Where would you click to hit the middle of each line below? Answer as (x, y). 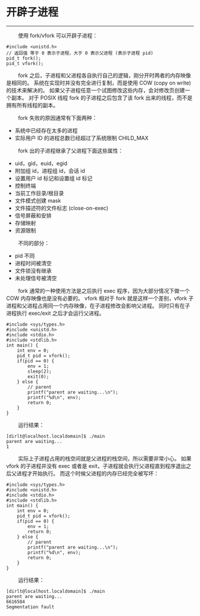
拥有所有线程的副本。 (32, 105)
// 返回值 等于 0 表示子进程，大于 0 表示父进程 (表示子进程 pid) (80, 53)
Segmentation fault (30, 607)
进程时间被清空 (33, 263)
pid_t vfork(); (25, 63)
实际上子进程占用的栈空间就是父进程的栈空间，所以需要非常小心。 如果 (104, 458)
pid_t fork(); (24, 58)
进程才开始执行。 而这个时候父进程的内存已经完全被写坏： (87, 473)
